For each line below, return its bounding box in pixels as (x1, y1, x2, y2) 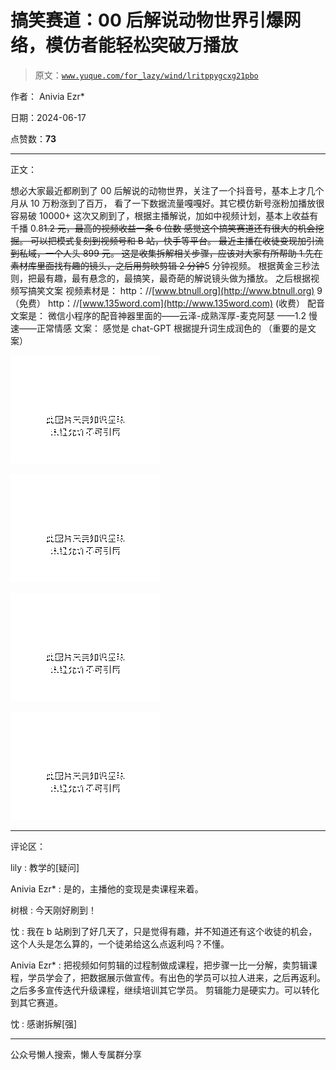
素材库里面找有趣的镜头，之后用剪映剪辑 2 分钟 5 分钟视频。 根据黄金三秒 (10, 259, 312, 271)
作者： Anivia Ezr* (10, 90, 85, 102)
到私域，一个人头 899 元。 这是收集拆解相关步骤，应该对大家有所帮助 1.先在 (10, 247, 323, 259)
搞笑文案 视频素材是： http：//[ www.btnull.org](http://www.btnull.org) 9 (27, 284, 323, 296)
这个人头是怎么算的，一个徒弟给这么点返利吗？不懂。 (10, 937, 230, 950)
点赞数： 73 (10, 132, 57, 145)
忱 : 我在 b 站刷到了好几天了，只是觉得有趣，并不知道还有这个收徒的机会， (10, 925, 318, 937)
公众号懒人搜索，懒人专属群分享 (10, 1048, 142, 1060)
